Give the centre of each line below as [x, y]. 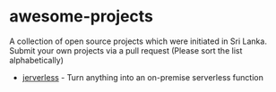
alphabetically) [37, 60]
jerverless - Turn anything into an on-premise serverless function [143, 77]
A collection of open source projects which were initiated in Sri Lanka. [138, 41]
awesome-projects [82, 17]
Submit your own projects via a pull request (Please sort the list [126, 50]
